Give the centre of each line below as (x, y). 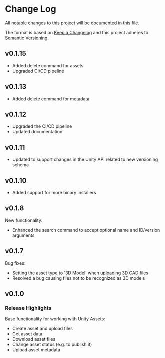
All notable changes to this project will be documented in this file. (72, 23)
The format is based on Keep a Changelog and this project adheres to (77, 32)
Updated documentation (37, 132)
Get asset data (27, 334)
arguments (23, 235)
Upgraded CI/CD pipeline (38, 71)
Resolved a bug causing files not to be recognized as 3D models (79, 278)
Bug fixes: (15, 263)
